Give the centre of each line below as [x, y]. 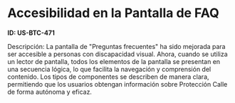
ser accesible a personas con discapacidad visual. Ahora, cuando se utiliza [117, 54]
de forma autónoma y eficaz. [50, 92]
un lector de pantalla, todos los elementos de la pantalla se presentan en [114, 61]
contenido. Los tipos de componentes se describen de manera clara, [108, 77]
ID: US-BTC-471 [31, 33]
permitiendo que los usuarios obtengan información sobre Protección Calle [117, 84]
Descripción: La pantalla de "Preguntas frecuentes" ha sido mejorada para [116, 46]
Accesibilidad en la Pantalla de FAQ [113, 13]
